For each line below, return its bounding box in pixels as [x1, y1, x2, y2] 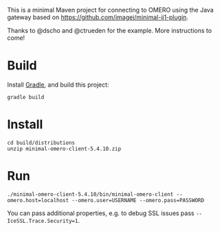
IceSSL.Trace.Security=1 [7, 217, 78, 224]
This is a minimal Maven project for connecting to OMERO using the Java [7, 6, 214, 14]
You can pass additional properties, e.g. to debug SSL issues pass [7, 209, 195, 217]
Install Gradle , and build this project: [7, 80, 109, 89]
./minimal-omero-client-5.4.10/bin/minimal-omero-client [7, 190, 174, 198]
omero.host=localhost [7, 197, 69, 203]
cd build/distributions [7, 139, 76, 146]
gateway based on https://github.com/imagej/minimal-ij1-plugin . [7, 13, 189, 21]
